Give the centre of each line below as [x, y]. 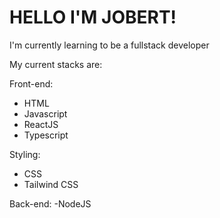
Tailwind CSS [51, 184]
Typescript [46, 135]
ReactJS [41, 124]
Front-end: [31, 83]
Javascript [45, 113]
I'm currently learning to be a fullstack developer [109, 45]
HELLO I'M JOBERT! [93, 17]
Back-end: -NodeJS [50, 203]
